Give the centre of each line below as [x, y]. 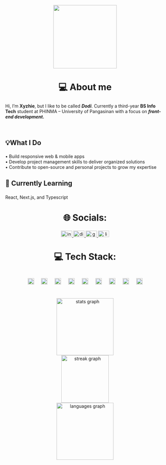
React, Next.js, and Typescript [37, 197]
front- [155, 112]
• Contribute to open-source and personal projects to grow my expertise [81, 167]
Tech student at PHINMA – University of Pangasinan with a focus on [76, 112]
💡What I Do [23, 143]
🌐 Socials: [85, 218]
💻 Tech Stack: [85, 257]
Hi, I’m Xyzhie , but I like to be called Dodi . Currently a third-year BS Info [80, 106]
